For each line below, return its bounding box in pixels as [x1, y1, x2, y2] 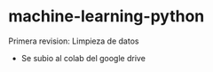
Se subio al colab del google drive [20, 52, 146, 63]
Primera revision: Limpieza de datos [8, 36, 139, 46]
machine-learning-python [8, 6, 205, 27]
